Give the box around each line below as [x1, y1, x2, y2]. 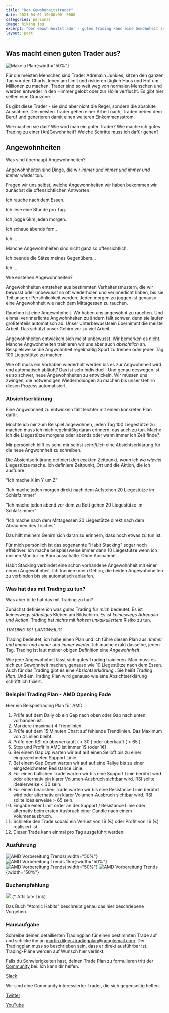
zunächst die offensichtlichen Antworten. [6, 187, 91, 193]
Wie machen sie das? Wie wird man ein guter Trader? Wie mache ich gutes [6, 123, 161, 129]
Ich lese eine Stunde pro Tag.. [6, 206, 68, 212]
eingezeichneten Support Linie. [13, 754, 78, 760]
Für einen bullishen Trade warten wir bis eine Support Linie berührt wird [13, 770, 162, 776]
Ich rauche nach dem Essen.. [6, 197, 66, 203]
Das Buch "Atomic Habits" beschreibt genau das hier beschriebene [6, 903, 144, 909]
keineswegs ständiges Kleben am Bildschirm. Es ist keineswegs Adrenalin [6, 612, 158, 618]
